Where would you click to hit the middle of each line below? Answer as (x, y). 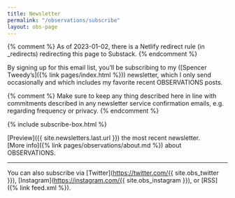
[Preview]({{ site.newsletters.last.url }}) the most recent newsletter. (104, 138)
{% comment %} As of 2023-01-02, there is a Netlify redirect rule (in (106, 47)
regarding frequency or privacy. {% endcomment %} (83, 111)
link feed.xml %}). (45, 188)
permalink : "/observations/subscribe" (64, 20)
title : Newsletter (34, 14)
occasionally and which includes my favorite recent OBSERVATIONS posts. (115, 83)
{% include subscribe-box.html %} (57, 125)
